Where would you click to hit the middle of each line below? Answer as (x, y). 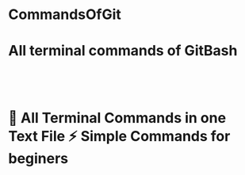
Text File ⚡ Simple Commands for (119, 136)
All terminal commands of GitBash (123, 51)
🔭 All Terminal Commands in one (117, 118)
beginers (38, 158)
